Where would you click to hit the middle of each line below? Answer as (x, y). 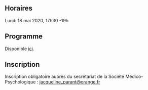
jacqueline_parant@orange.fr (70, 82)
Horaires (19, 8)
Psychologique (20, 82)
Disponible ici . (20, 49)
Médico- (134, 77)
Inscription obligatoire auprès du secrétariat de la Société (65, 77)
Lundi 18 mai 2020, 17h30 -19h (37, 20)
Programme (24, 37)
